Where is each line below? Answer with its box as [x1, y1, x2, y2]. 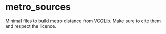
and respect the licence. [5, 23, 56, 29]
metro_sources [5, 1, 71, 13]
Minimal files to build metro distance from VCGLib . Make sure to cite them [5, 18, 161, 24]
